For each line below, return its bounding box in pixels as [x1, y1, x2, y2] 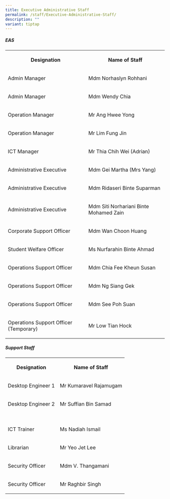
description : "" [5, 17, 39, 22]
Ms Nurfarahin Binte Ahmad [88, 246, 154, 253]
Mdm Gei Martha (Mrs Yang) [88, 166, 156, 173]
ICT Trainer [8, 426, 34, 433]
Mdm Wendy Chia [88, 93, 131, 100]
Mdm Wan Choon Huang [88, 228, 147, 235]
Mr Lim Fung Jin [88, 130, 127, 137]
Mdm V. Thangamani [60, 463, 109, 470]
